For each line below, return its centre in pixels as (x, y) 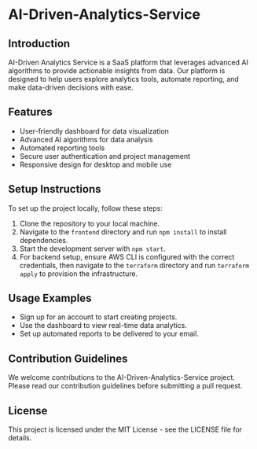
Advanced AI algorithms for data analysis (86, 139)
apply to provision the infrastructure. (79, 274)
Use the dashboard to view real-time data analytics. (103, 326)
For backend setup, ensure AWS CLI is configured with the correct (127, 256)
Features (30, 112)
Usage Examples (50, 298)
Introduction (39, 44)
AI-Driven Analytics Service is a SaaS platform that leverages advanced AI (128, 62)
